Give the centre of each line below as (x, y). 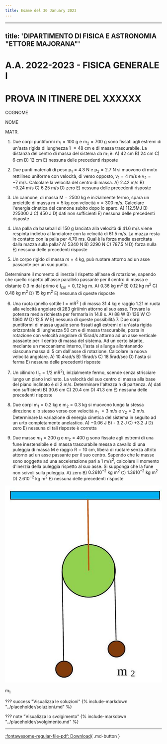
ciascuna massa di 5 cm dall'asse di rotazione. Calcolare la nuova (80, 352)
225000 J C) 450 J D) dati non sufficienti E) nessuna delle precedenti (83, 213)
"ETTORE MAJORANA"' (43, 44)
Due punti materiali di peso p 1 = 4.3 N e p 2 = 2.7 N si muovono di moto (85, 170)
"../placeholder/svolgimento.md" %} (42, 722)
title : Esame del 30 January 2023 (41, 10)
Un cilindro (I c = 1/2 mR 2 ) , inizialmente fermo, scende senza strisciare (84, 372)
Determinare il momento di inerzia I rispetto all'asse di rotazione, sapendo (81, 274)
